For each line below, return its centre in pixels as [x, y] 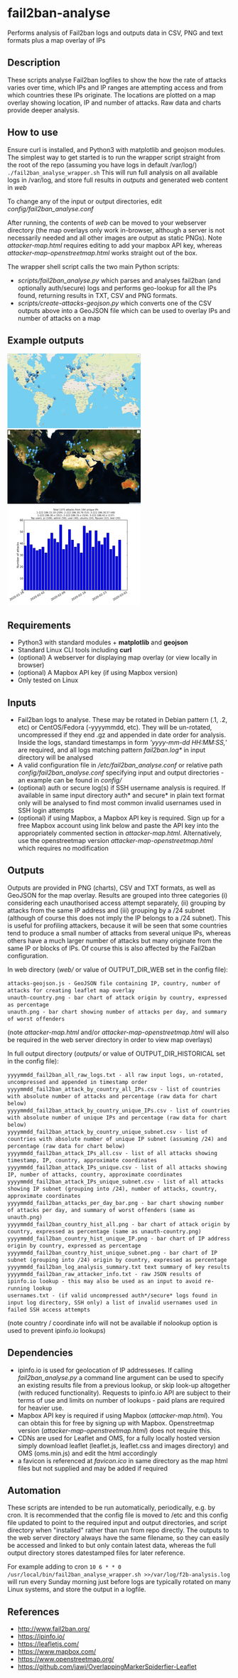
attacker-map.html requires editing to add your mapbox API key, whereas [115, 245]
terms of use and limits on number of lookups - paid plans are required [121, 1400]
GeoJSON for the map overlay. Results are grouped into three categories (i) [118, 895]
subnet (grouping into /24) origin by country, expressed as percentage [117, 1260]
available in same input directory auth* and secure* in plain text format [121, 795]
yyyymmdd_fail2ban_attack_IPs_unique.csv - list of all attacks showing [117, 1167]
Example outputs [45, 340]
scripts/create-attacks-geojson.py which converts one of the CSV [114, 303]
